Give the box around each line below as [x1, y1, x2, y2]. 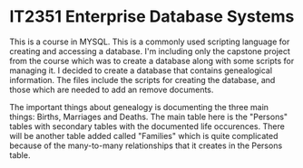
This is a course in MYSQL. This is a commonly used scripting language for [9, 36, 290, 47]
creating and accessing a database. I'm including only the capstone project [9, 45, 290, 56]
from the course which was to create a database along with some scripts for [9, 55, 295, 66]
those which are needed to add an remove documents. [9, 84, 214, 95]
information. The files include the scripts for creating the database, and [9, 74, 276, 85]
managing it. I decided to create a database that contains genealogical [9, 65, 273, 76]
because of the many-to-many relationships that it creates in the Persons [9, 140, 283, 151]
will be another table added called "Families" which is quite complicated [9, 130, 279, 141]
